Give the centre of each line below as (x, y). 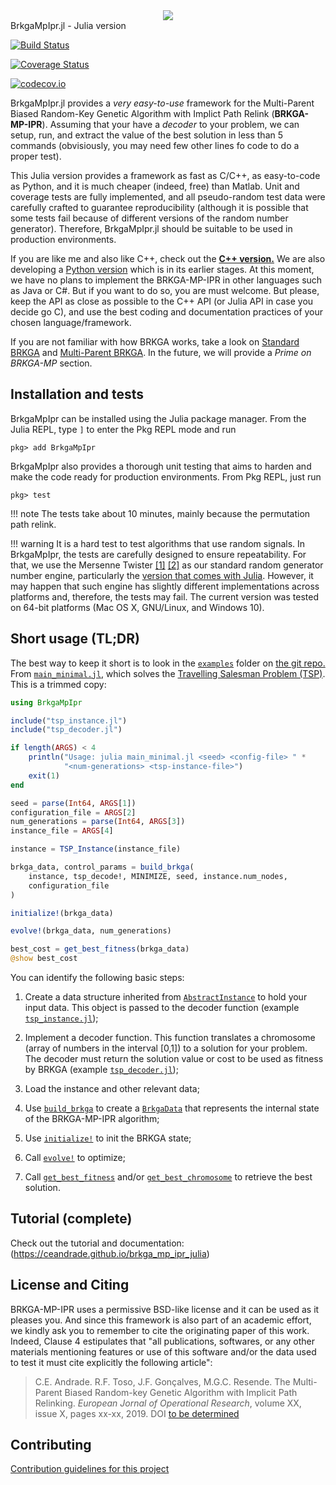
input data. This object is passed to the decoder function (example (162, 1007)
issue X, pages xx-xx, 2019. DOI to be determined (137, 1413)
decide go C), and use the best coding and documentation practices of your (167, 312)
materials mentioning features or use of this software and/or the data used (163, 1351)
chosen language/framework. (71, 322)
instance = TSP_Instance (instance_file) (96, 849)
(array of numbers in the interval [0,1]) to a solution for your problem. (166, 1048)
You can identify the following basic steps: (97, 977)
